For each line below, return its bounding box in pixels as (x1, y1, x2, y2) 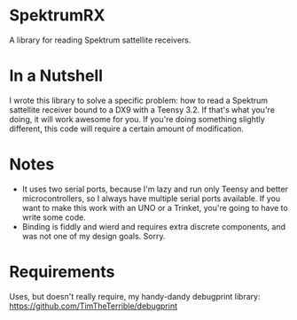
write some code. (21, 212, 86, 222)
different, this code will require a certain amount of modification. (9, 123, 244, 134)
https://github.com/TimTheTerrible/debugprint (9, 300, 178, 311)
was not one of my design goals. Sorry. (21, 230, 166, 241)
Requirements (9, 262, 115, 282)
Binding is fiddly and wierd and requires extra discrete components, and (21, 221, 286, 231)
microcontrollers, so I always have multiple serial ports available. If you (21, 192, 281, 204)
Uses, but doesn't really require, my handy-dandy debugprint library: (9, 291, 261, 301)
